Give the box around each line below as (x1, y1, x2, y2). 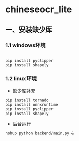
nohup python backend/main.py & (5, 131, 74, 136)
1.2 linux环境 (5, 75, 37, 82)
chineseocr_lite (5, 4, 72, 15)
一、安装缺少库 (5, 25, 52, 34)
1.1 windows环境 (5, 42, 46, 49)
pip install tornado (5, 98, 49, 103)
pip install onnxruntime (5, 102, 58, 107)
